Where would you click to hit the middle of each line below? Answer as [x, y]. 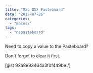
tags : [11, 28]
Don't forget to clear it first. [33, 56]
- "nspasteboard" [27, 32]
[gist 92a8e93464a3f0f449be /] [38, 65]
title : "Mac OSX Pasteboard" [35, 10]
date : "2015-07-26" [25, 14]
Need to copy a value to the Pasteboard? [47, 46]
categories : [17, 19]
